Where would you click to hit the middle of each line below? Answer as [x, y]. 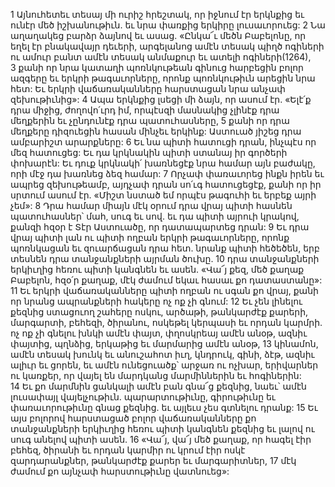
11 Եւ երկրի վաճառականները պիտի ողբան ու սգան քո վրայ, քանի [164, 290]
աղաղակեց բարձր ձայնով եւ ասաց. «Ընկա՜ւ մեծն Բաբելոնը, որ [158, 35]
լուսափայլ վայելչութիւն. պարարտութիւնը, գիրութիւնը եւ [143, 397]
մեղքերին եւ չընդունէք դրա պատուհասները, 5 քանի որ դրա [150, 120]
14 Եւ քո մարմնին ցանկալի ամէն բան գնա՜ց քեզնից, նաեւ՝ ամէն [158, 386]
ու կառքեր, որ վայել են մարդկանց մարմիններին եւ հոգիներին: [156, 375]
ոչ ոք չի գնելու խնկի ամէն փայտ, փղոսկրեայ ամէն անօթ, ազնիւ [159, 333]
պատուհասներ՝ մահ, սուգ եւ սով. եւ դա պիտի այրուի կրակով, [155, 216]
